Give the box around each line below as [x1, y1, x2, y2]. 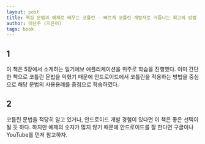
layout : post [6, 9, 40, 15]
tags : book [6, 26, 34, 32]
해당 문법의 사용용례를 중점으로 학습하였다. [17, 81, 119, 88]
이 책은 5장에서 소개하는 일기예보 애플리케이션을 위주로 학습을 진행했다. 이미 [6, 65, 188, 73]
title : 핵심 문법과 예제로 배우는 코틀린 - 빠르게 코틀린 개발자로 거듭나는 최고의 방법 [6, 15, 197, 21]
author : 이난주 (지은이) [6, 20, 62, 26]
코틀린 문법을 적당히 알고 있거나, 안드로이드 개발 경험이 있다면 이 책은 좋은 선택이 [6, 115, 199, 123]
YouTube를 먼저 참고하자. [6, 131, 68, 138]
